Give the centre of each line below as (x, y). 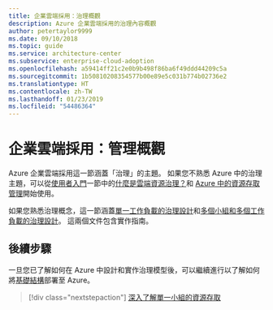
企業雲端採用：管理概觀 (87, 149)
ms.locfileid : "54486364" (52, 106)
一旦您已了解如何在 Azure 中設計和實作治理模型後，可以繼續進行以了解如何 (134, 269)
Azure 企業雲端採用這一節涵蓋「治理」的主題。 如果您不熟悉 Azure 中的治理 (135, 173)
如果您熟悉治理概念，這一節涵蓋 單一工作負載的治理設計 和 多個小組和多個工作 (136, 211)
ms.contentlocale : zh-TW (50, 91)
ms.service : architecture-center (65, 54)
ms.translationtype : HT (49, 84)
